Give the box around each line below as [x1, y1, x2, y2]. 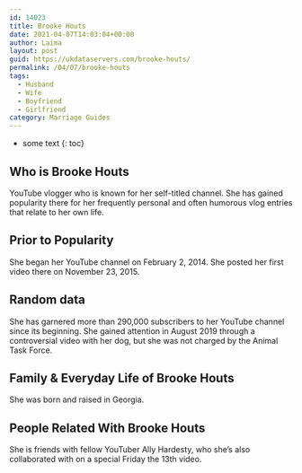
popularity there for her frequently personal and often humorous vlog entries [9, 197, 293, 207]
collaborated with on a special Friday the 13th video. [9, 454, 202, 465]
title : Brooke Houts [9, 22, 87, 31]
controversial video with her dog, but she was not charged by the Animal [9, 335, 279, 346]
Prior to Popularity [9, 232, 114, 248]
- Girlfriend [17, 105, 67, 114]
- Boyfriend [17, 96, 63, 106]
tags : [9, 72, 30, 81]
